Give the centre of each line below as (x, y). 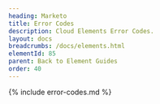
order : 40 (25, 69)
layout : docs (30, 39)
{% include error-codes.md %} (60, 92)
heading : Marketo (38, 16)
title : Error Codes (41, 24)
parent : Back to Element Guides (63, 62)
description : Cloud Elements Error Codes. (81, 31)
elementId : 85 (32, 54)
